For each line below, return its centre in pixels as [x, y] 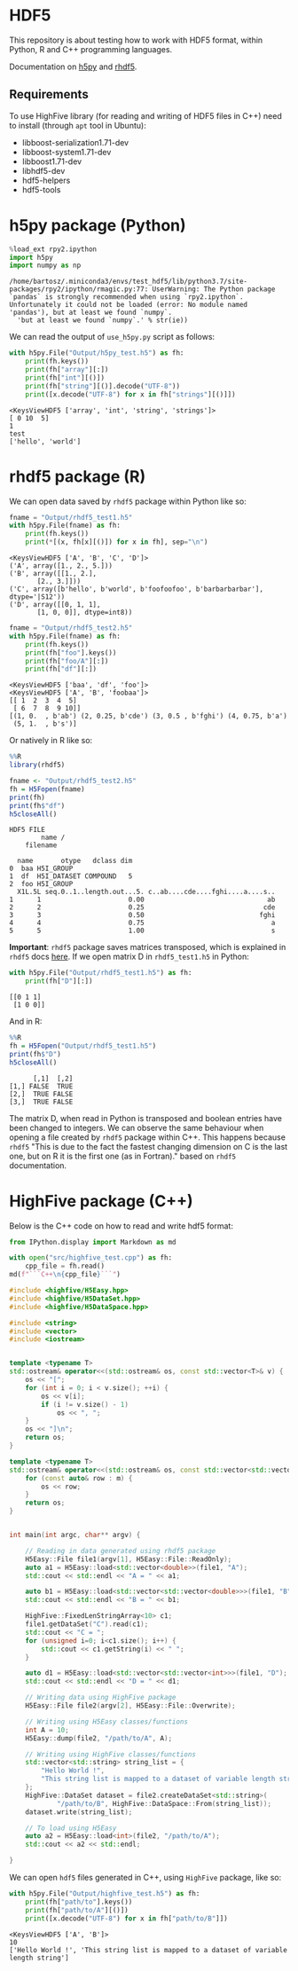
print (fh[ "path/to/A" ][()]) [77, 1910]
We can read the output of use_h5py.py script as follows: [112, 337]
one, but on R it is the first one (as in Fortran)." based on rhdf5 [123, 1156]
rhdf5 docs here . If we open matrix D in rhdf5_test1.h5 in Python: [129, 957]
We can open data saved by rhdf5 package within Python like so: [128, 501]
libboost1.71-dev [52, 161]
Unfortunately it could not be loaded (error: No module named [129, 305]
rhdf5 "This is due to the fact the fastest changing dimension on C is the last [149, 1146]
